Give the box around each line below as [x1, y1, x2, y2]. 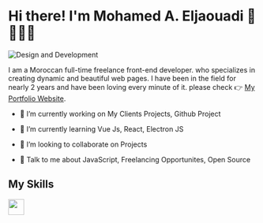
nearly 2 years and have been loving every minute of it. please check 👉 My [8, 82, 255, 91]
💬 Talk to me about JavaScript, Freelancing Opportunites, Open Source [19, 154, 251, 164]
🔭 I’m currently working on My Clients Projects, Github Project [19, 109, 221, 118]
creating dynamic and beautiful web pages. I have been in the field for [8, 73, 237, 83]
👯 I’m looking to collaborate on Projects [19, 139, 148, 149]
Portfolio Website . [8, 94, 66, 103]
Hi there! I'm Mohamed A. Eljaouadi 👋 [8, 7, 257, 25]
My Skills [8, 177, 54, 191]
